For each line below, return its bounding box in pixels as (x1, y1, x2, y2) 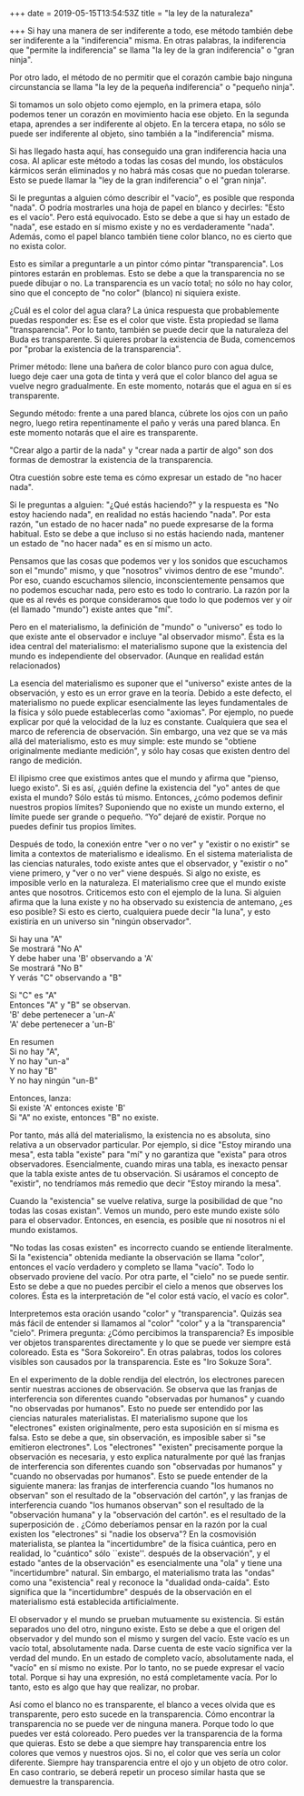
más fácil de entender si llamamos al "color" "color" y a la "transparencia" (9, 1318, 286, 1329)
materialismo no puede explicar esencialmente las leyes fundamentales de (9, 697, 289, 707)
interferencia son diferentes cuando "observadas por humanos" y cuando (9, 1393, 286, 1404)
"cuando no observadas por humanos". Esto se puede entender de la (9, 1470, 268, 1481)
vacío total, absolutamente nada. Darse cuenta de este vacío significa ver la (9, 1643, 293, 1653)
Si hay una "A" (9, 934, 63, 944)
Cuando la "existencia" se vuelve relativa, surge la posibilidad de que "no (9, 1196, 283, 1206)
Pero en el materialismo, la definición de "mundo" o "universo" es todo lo (9, 622, 283, 632)
